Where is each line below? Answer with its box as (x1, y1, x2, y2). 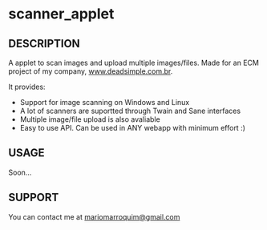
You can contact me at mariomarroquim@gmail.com (8, 212, 180, 221)
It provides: (8, 82, 46, 91)
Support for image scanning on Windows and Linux (19, 98, 190, 107)
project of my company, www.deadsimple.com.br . (8, 67, 173, 76)
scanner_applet (8, 5, 115, 23)
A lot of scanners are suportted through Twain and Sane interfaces (19, 106, 241, 115)
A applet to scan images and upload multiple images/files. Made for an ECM (8, 58, 259, 67)
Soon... (8, 167, 32, 177)
